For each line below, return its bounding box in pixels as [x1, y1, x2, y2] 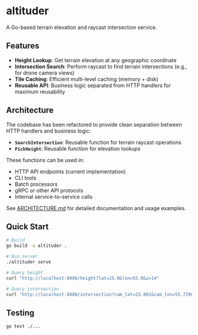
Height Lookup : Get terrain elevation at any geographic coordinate [14, 56, 177, 63]
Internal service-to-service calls [14, 193, 93, 200]
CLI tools [14, 174, 37, 181]
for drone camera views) [14, 69, 75, 76]
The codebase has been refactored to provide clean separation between [6, 121, 183, 128]
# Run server [6, 253, 38, 260]
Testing [6, 308, 35, 318]
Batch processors [14, 181, 58, 188]
